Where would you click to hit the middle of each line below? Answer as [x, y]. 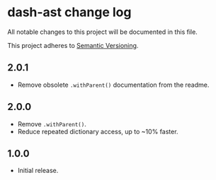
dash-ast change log [69, 12]
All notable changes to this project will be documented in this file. [103, 32]
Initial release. [38, 171]
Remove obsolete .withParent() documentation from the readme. [113, 85]
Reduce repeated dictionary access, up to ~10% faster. [98, 131]
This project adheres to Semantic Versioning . [73, 45]
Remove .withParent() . [52, 124]
